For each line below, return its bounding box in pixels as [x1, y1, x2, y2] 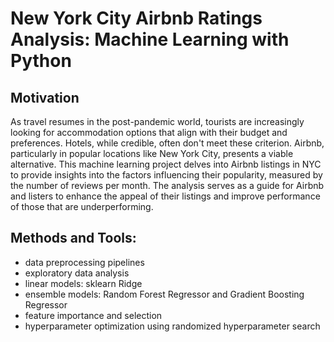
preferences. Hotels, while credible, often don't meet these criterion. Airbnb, [10, 137, 325, 149]
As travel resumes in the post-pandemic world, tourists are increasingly [10, 116, 305, 127]
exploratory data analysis [24, 267, 130, 279]
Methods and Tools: [10, 230, 137, 247]
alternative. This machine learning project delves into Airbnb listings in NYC [10, 158, 322, 170]
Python [10, 50, 72, 72]
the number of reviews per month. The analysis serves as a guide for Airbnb [10, 180, 325, 191]
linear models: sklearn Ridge [24, 277, 143, 289]
